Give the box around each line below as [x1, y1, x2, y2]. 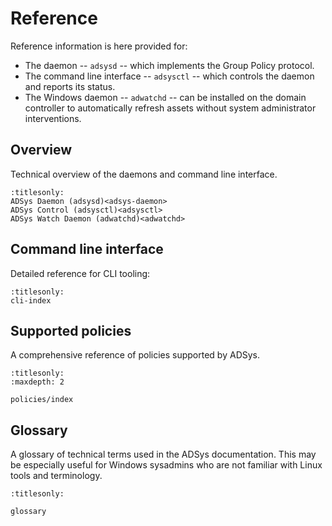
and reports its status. [24, 80, 116, 92]
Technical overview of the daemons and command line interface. [10, 168, 278, 180]
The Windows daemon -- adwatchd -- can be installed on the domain [24, 91, 307, 103]
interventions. [24, 112, 82, 124]
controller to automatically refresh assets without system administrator [24, 102, 317, 114]
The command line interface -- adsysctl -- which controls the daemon [24, 70, 315, 82]
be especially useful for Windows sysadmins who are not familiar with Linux [10, 459, 323, 471]
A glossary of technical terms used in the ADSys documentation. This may [10, 448, 317, 461]
